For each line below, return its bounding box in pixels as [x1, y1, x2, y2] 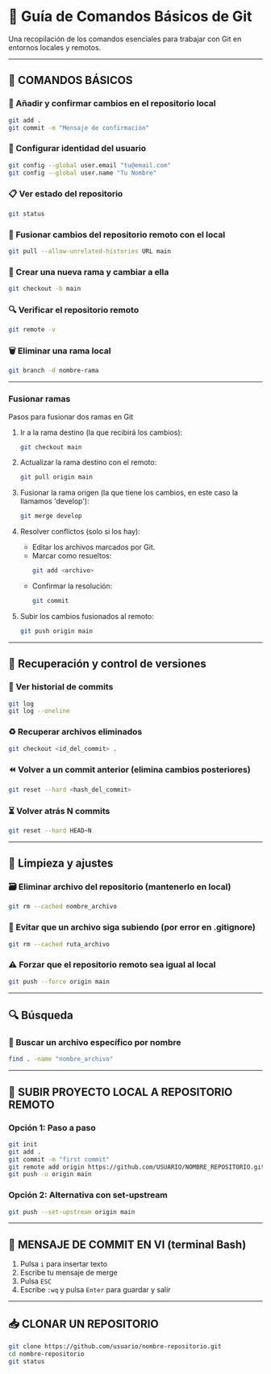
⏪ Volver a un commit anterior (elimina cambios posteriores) [8, 764, 252, 775]
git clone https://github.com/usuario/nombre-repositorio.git [8, 1342, 222, 1351]
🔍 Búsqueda [8, 1009, 74, 1022]
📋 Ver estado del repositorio [8, 188, 123, 200]
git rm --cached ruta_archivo [8, 940, 110, 948]
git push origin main [19, 626, 93, 635]
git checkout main [19, 443, 82, 451]
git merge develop [19, 512, 82, 521]
